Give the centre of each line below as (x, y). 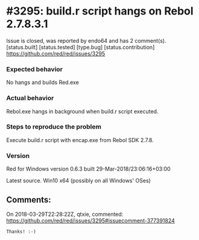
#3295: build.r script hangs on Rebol (100, 11)
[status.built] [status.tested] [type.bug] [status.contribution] (81, 47)
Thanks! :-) (21, 232)
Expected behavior (35, 69)
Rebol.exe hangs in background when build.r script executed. (82, 111)
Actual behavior (30, 98)
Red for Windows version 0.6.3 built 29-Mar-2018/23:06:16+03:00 (88, 169)
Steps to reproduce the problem (54, 127)
